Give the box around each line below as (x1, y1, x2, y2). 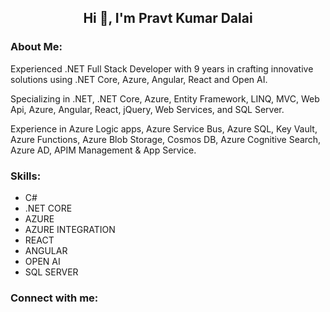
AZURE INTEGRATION (24, 223, 116, 235)
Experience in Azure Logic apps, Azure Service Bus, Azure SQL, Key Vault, (10, 122, 318, 135)
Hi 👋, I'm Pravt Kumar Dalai (83, 10, 253, 27)
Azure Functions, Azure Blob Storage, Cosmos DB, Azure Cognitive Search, (10, 133, 322, 145)
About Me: (10, 40, 63, 54)
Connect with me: (10, 291, 99, 305)
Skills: (10, 169, 42, 183)
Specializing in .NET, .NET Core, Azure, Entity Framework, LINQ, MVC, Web (10, 92, 320, 105)
